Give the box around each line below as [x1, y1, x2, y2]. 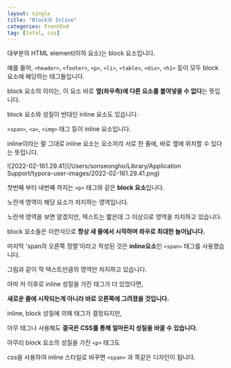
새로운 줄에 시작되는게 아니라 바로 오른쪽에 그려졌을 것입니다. [7, 294, 170, 303]
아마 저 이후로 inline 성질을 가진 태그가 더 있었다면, [7, 280, 143, 288]
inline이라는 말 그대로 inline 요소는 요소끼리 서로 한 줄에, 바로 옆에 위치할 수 [7, 139, 210, 148]
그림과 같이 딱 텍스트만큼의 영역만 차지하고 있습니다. [7, 265, 147, 274]
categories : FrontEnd [7, 23, 70, 30]
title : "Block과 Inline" [7, 17, 77, 23]
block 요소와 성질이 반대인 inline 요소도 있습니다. [7, 110, 139, 119]
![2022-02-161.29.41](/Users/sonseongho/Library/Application [7, 162, 181, 170]
